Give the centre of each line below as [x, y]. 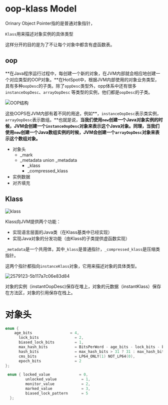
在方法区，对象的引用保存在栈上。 [40, 292]
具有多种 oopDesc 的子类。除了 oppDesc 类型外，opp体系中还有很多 [71, 86]
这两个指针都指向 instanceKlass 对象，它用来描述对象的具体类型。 [72, 266]
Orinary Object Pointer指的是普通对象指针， [50, 23]
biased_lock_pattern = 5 [57, 393]
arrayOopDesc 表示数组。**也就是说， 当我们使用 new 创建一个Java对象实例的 [82, 120]
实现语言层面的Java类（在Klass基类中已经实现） [62, 232]
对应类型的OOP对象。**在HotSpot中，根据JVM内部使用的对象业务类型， [84, 79]
